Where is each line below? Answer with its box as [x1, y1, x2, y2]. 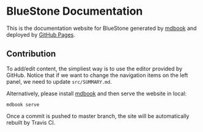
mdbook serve [6, 101, 40, 108]
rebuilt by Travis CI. [6, 119, 56, 126]
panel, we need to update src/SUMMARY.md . [6, 78, 112, 85]
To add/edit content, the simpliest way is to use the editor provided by [6, 65, 183, 72]
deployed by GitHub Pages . [6, 31, 75, 38]
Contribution [6, 49, 56, 59]
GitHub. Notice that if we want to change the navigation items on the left [6, 71, 188, 79]
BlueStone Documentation [6, 4, 143, 18]
